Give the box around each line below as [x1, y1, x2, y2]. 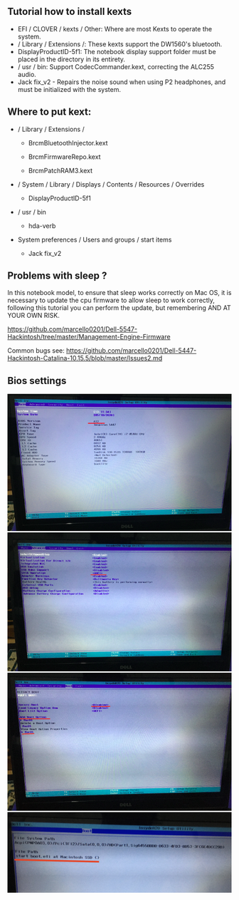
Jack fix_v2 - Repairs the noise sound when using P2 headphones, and [17, 78, 226, 86]
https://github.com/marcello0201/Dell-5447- [66, 346, 197, 355]
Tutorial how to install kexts [7, 6, 132, 18]
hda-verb [28, 221, 56, 230]
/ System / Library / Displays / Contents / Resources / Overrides [17, 180, 205, 188]
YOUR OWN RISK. [7, 311, 60, 320]
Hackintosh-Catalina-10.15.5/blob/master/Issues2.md [7, 354, 163, 363]
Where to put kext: [7, 106, 92, 118]
